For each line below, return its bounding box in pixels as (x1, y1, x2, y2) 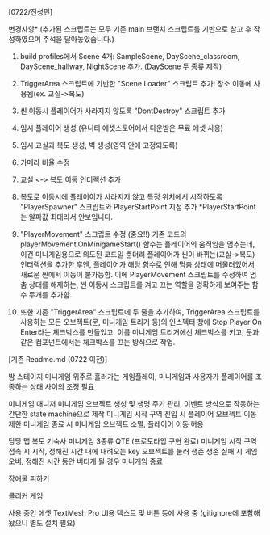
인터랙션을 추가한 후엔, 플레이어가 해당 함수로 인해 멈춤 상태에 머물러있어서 (19, 259, 255, 269)
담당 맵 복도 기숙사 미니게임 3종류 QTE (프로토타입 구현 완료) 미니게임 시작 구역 (8, 436, 258, 446)
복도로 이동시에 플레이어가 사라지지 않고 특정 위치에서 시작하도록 (19, 192, 223, 201)
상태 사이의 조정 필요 (29, 382, 95, 391)
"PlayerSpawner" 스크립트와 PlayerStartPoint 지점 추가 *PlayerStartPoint (19, 202, 256, 212)
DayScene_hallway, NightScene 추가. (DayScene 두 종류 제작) (19, 61, 222, 71)
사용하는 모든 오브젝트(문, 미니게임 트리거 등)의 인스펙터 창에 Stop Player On (19, 318, 262, 326)
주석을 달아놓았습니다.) (43, 35, 115, 44)
